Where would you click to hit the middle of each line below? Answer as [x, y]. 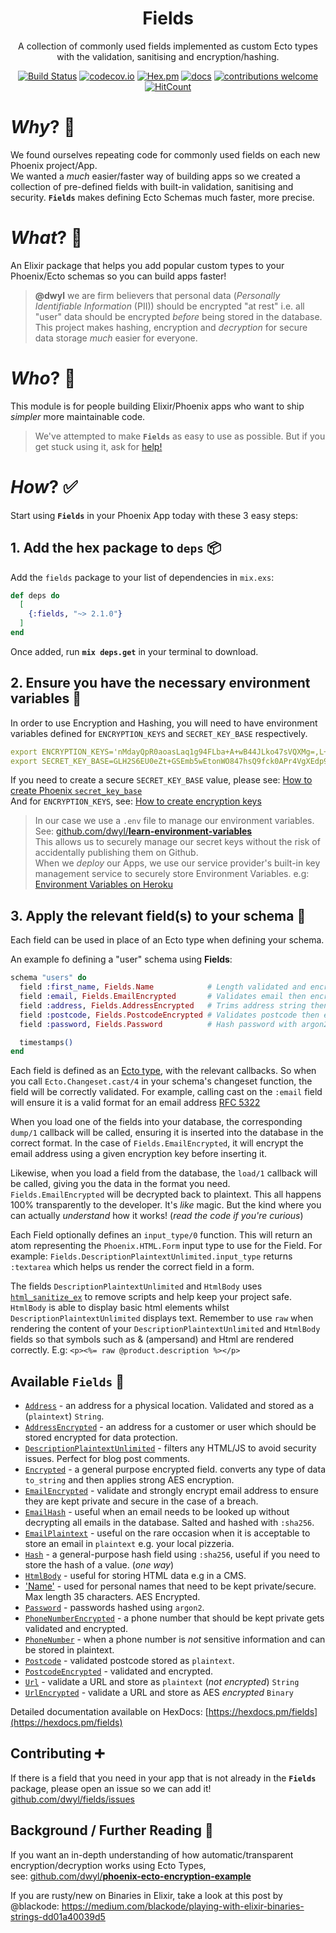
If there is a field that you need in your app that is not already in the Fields [163, 1778]
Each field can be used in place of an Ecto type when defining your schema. [167, 940]
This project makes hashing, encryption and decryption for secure [171, 327]
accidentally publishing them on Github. [116, 853]
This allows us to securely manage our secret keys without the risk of [177, 842]
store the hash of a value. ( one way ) [99, 1565]
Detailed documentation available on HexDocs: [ [109, 1712]
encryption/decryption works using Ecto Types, [108, 1865]
